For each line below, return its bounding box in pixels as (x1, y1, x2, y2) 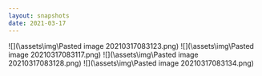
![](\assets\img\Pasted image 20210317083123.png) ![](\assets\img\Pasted (8, 41, 255, 50)
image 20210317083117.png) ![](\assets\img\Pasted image (8, 50, 199, 59)
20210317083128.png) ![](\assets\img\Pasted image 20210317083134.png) (8, 58, 255, 68)
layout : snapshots (8, 11, 70, 20)
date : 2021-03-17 (8, 19, 67, 27)
